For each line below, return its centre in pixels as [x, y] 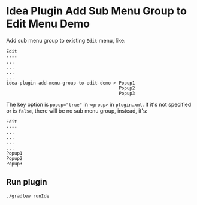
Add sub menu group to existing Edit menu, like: [66, 40]
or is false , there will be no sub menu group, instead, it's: [77, 111]
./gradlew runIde [28, 196]
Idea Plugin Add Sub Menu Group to [97, 11]
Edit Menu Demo [48, 24]
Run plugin [27, 182]
